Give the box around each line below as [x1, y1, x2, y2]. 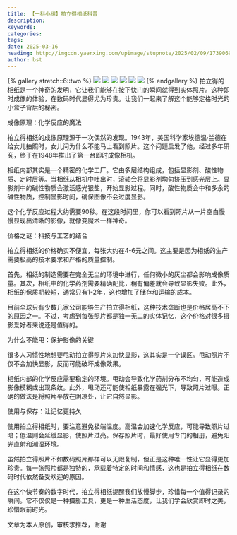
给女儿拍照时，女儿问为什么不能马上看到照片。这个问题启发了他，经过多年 [7, 142, 224, 151]
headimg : [7, 50, 33, 57]
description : [7, 17, 46, 24]
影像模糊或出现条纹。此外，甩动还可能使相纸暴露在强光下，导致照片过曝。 [7, 383, 224, 392]
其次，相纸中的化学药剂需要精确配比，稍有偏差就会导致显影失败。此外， [19, 278, 230, 287]
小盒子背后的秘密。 [7, 103, 63, 112]
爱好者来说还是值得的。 [13, 320, 82, 329]
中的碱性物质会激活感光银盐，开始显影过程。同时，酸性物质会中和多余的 [19, 183, 230, 192]
